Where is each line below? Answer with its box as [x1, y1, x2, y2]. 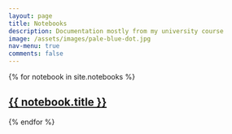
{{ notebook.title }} [8, 95, 107, 110]
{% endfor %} [8, 117, 55, 127]
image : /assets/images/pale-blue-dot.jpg [8, 34, 151, 43]
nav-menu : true [8, 42, 60, 50]
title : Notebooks [8, 19, 68, 28]
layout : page [8, 11, 53, 20]
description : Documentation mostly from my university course [8, 27, 224, 35]
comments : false [8, 50, 63, 58]
